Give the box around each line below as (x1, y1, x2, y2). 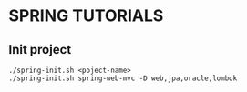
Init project (8, 42, 72, 57)
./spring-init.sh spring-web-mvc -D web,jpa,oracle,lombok (8, 74, 238, 83)
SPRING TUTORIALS (8, 5, 164, 26)
